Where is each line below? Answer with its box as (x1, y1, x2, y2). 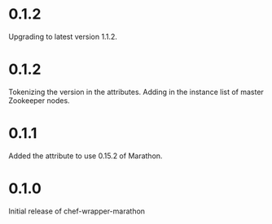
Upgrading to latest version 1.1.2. (8, 32, 118, 41)
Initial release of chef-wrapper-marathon (8, 206, 145, 216)
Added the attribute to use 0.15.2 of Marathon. (8, 151, 163, 161)
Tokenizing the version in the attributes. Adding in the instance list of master (8, 87, 265, 97)
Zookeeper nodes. (8, 95, 71, 106)
